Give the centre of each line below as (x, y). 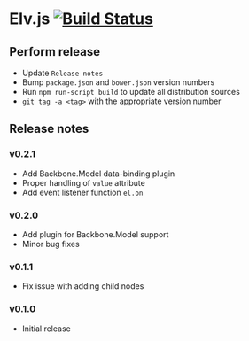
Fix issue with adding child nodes (83, 286)
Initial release (46, 329)
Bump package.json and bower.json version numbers (118, 82)
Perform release (54, 52)
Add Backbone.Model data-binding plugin (98, 174)
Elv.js (30, 19)
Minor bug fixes (51, 244)
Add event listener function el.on (82, 192)
